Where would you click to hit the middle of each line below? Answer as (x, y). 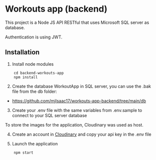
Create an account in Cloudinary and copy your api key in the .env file (82, 134)
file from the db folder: (34, 91)
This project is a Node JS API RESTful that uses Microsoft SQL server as (77, 22)
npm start (24, 152)
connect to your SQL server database (49, 115)
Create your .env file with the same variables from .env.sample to (77, 110)
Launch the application (35, 143)
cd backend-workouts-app (39, 73)
